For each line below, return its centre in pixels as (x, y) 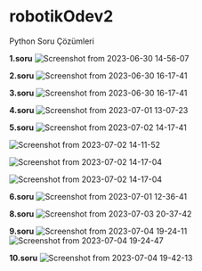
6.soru (22, 196)
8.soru (22, 214)
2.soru (22, 75)
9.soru (22, 231)
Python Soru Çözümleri (52, 41)
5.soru (21, 127)
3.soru (22, 93)
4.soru (22, 110)
